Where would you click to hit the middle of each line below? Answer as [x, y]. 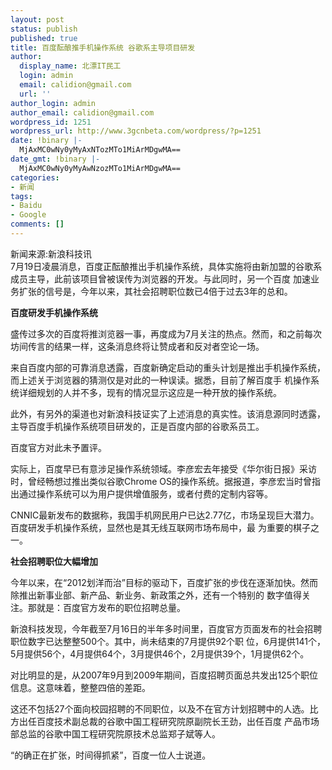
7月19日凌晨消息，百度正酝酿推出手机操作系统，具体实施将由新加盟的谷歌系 [166, 266]
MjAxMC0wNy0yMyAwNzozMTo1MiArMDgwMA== [100, 168]
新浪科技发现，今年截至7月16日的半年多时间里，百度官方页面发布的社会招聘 [166, 628]
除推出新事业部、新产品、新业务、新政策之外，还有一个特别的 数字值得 [156, 595]
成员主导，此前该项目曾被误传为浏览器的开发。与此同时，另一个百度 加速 [160, 278]
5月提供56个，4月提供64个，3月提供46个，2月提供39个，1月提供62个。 [160, 653]
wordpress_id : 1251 [51, 122]
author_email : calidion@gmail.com [82, 112]
